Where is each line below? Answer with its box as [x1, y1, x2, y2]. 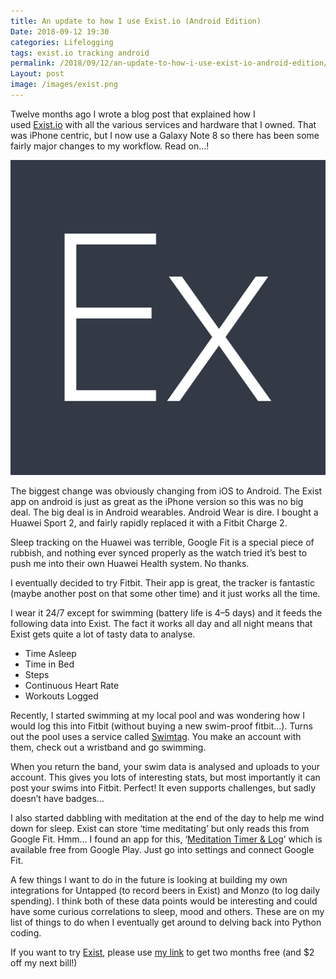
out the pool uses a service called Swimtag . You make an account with [10, 730, 302, 742]
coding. [10, 926, 42, 939]
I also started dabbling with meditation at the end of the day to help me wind [10, 811, 325, 824]
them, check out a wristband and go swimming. [10, 741, 207, 753]
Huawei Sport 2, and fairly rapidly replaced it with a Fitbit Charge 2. [10, 516, 288, 529]
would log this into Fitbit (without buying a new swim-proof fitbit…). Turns [10, 720, 313, 732]
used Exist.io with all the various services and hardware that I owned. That [10, 118, 317, 130]
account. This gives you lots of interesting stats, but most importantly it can [10, 771, 321, 783]
